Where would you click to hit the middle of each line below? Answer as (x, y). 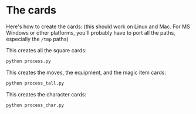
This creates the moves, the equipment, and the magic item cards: (86, 72)
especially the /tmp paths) (37, 39)
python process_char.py (35, 105)
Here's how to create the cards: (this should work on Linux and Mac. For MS (98, 26)
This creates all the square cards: (46, 50)
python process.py (28, 61)
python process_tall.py (35, 83)
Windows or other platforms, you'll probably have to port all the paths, (91, 32)
